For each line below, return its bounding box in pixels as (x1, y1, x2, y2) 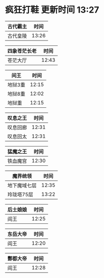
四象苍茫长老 (7, 47, 37, 54)
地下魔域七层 (7, 182, 37, 189)
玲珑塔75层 (7, 191, 33, 198)
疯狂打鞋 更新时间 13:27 (5, 4, 99, 15)
